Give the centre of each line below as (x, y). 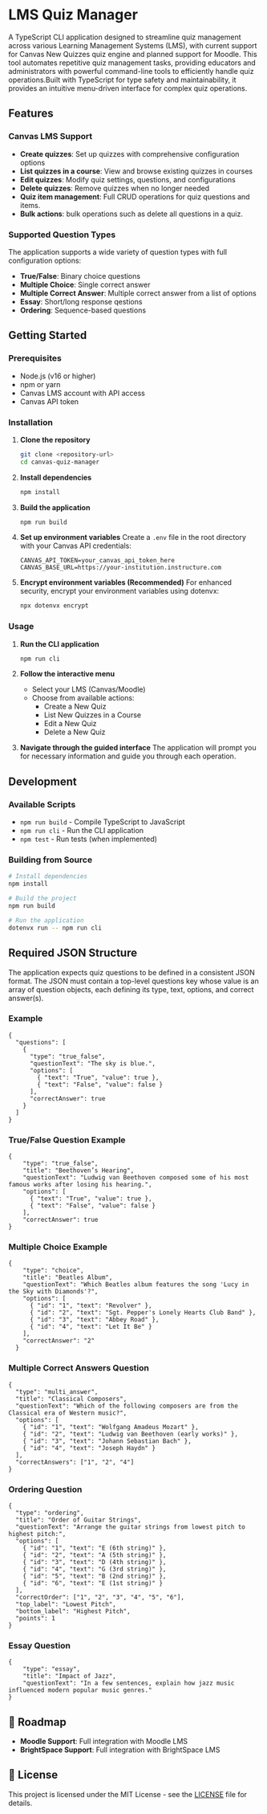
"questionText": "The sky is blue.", (93, 1063)
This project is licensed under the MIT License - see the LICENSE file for (127, 1794)
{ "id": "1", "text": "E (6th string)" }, (95, 1548)
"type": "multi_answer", (57, 1391)
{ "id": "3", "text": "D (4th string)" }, (95, 1562)
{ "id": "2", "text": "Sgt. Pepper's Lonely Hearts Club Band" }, (143, 1313)
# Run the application (46, 920)
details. (20, 1803)
